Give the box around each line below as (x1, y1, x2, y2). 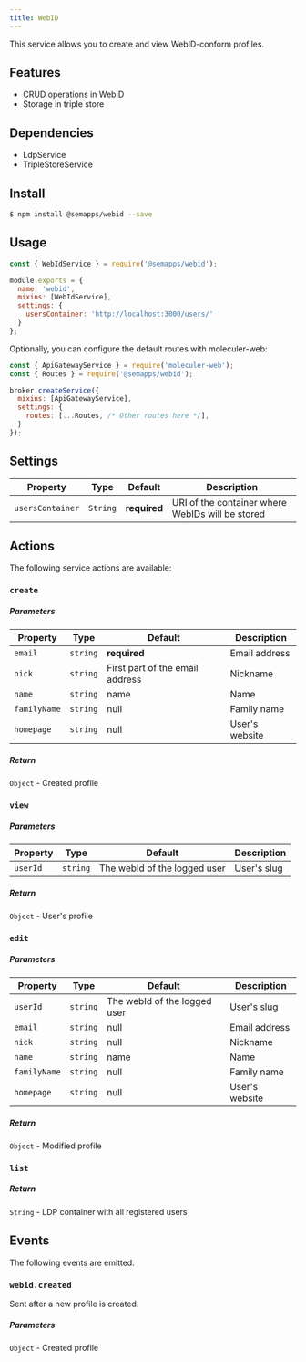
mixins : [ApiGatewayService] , (17, 394, 132, 403)
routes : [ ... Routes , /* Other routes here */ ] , (25, 412, 209, 421)
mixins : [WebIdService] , (17, 293, 112, 302)
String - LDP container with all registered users (9, 1206, 188, 1217)
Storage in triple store (22, 99, 105, 110)
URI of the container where (171, 496, 287, 508)
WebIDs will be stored (171, 508, 266, 520)
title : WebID (9, 13, 59, 23)
